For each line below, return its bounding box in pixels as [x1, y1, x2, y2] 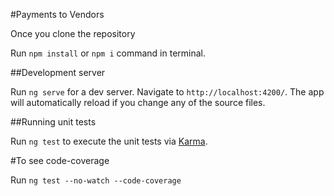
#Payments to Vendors [10, 9, 105, 20]
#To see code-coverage [10, 155, 110, 166]
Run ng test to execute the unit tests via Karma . [10, 135, 208, 147]
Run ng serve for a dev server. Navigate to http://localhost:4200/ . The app [10, 86, 325, 98]
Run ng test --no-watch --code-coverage [10, 174, 182, 186]
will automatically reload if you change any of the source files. [10, 97, 266, 108]
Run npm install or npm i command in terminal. [10, 47, 206, 59]
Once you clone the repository [10, 28, 136, 39]
